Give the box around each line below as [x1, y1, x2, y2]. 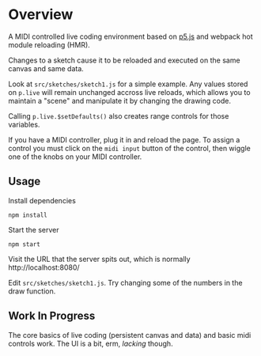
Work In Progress [8, 309, 96, 323]
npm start [8, 240, 41, 248]
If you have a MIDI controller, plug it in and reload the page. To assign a [8, 134, 240, 144]
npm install [8, 211, 47, 219]
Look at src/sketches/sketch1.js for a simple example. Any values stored [8, 79, 248, 89]
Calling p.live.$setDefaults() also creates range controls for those [8, 111, 229, 120]
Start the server [8, 225, 59, 234]
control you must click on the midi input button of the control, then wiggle [8, 143, 251, 153]
